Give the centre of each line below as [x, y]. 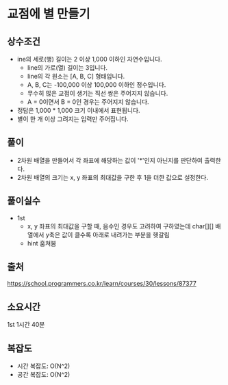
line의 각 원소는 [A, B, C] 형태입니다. [76, 76]
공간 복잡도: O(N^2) [43, 375]
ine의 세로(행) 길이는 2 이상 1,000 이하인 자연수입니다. [89, 59]
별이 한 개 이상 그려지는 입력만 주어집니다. [73, 119]
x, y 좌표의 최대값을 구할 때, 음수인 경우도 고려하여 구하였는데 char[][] [121, 226]
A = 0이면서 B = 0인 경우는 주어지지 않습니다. [88, 102]
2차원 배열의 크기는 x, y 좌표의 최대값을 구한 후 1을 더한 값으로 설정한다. [113, 177]
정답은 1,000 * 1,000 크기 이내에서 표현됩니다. [78, 110]
